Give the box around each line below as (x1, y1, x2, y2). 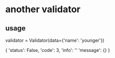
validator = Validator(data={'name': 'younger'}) (5, 37, 105, 43)
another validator (5, 4, 81, 15)
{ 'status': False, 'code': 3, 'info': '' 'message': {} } (5, 47, 110, 53)
